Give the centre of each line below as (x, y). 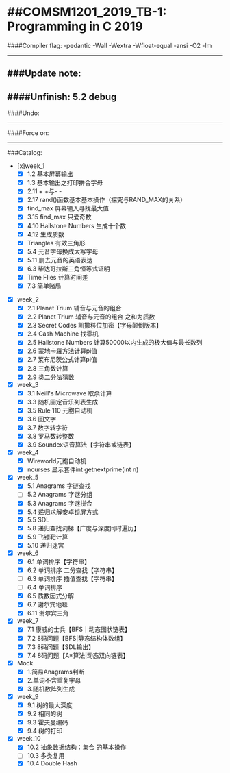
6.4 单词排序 (45, 587)
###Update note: (44, 74)
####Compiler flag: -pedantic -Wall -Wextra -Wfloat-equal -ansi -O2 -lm (110, 45)
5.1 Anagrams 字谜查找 (59, 486)
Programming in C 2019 (75, 26)
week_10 (29, 739)
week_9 (28, 696)
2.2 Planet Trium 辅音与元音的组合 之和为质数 (91, 317)
